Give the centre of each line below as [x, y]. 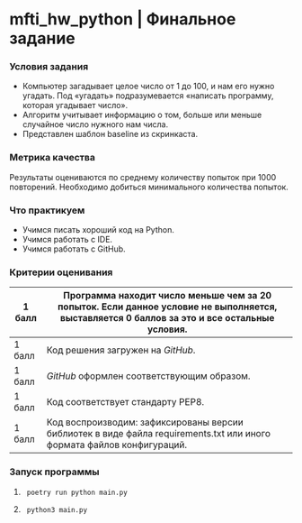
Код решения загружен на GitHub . [121, 350]
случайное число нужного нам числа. [95, 124]
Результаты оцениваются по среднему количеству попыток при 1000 [143, 177]
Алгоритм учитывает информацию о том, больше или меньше [142, 115]
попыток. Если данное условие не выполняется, [168, 307]
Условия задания [49, 67]
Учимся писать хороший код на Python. [98, 230]
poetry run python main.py [77, 492]
